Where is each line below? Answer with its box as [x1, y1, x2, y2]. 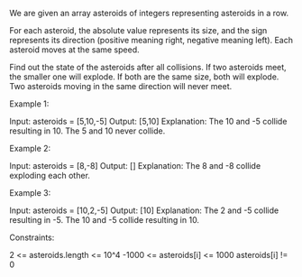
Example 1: [9, 98, 50, 109]
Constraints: [9, 232, 55, 243]
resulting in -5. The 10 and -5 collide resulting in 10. [9, 215, 200, 225]
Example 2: [9, 143, 51, 153]
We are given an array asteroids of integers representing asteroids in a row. [9, 8, 289, 18]
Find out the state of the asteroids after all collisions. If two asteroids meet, [9, 62, 287, 72]
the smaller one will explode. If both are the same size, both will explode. [9, 71, 279, 82]
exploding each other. [9, 171, 90, 180]
